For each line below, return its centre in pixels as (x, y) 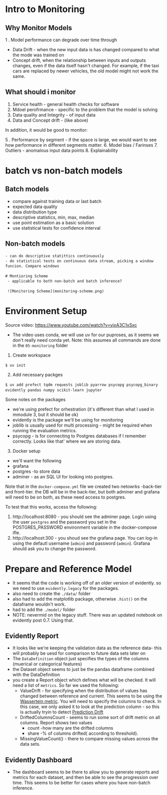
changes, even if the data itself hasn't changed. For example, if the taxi (86, 66)
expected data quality (35, 207)
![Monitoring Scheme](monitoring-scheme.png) (56, 291)
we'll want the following (37, 460)
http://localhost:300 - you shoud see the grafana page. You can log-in (85, 538)
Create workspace (32, 355)
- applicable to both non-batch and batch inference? (65, 281)
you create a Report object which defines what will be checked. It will (84, 680)
